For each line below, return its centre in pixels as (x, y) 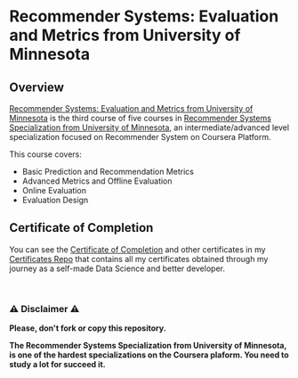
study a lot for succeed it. (57, 365)
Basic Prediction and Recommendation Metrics (108, 172)
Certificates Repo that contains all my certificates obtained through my (139, 259)
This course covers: (46, 154)
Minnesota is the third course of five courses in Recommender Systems (140, 118)
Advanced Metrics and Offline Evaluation (97, 181)
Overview (37, 87)
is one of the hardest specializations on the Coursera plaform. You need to (149, 355)
